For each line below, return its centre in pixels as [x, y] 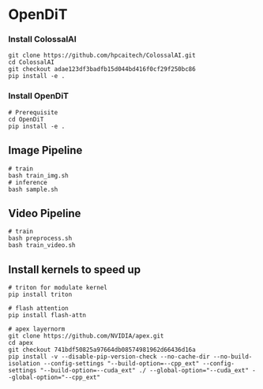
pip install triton [40, 295]
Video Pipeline [45, 213]
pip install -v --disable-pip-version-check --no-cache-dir [109, 357]
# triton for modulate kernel [58, 288]
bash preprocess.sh [40, 238]
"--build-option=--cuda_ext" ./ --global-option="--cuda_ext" [144, 371]
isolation [24, 364]
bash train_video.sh [42, 245]
